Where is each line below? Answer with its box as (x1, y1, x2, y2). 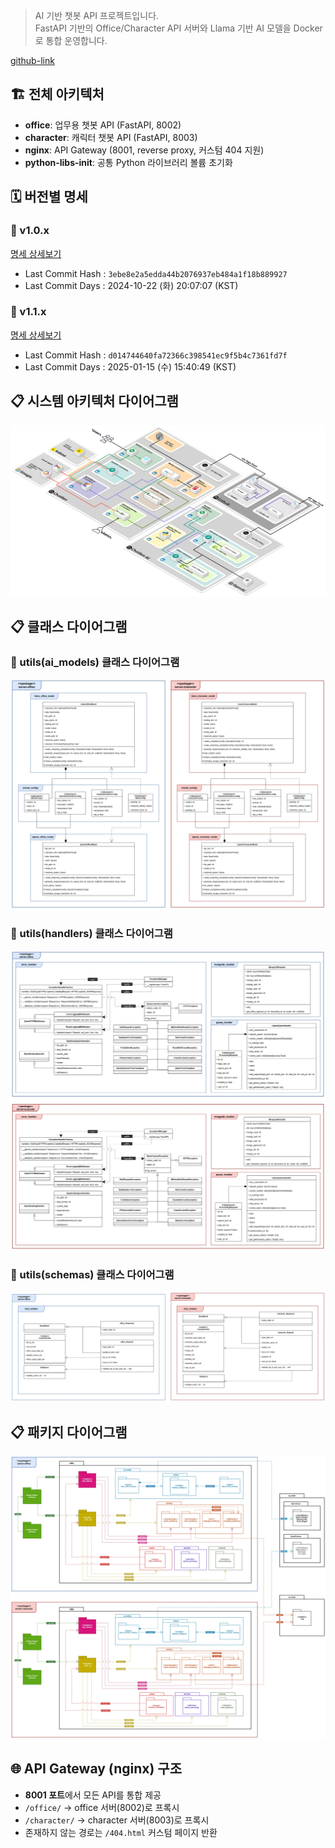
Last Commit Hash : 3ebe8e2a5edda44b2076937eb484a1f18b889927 (24, 267, 288, 279)
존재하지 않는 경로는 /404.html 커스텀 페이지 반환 (24, 1826, 218, 1838)
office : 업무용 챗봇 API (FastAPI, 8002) (24, 119, 182, 131)
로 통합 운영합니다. (34, 35, 108, 46)
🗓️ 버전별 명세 (10, 189, 88, 206)
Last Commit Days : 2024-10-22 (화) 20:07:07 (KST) (24, 279, 239, 291)
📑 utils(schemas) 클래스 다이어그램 (10, 1267, 175, 1281)
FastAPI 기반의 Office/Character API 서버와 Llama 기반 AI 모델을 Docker (34, 22, 323, 34)
